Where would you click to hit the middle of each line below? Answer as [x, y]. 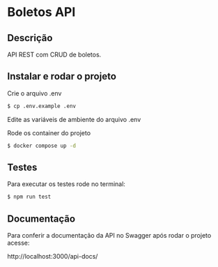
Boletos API [41, 12]
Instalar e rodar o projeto [62, 76]
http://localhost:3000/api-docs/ [53, 257]
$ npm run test [29, 197]
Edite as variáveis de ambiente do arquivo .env [74, 119]
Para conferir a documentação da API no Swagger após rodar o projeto [109, 236]
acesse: [18, 243]
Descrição [30, 38]
